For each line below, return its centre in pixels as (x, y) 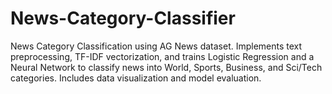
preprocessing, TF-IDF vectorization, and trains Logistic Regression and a (162, 56)
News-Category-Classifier (123, 18)
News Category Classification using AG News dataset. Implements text (156, 46)
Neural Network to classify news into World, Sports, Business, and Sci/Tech (166, 67)
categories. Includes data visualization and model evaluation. (136, 78)
